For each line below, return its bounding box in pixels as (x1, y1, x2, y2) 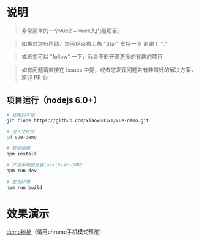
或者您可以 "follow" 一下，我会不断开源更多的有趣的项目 (21, 53, 163, 60)
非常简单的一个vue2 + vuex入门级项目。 (21, 27, 123, 34)
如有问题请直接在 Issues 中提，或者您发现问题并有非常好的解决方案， (21, 65, 197, 73)
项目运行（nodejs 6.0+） (6, 95, 102, 106)
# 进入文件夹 (6, 128, 35, 135)
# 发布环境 (6, 179, 31, 185)
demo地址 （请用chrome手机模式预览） (6, 228, 105, 235)
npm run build (6, 184, 43, 190)
